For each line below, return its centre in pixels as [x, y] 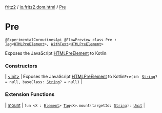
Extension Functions [30, 94]
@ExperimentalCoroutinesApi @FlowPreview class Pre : [61, 40]
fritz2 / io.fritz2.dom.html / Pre [36, 7]
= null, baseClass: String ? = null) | [44, 82]
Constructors [21, 66]
